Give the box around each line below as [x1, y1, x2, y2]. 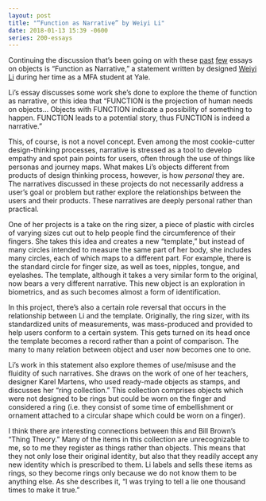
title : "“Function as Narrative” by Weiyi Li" [8, 19, 165, 27]
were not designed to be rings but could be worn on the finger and [8, 394, 226, 403]
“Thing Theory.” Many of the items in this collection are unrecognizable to [8, 434, 250, 445]
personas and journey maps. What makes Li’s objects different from [8, 162, 229, 171]
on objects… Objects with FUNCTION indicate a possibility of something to [8, 105, 253, 114]
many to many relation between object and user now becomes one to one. [8, 345, 252, 354]
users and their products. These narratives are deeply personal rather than [8, 196, 253, 206]
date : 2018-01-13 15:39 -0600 [8, 26, 109, 34]
